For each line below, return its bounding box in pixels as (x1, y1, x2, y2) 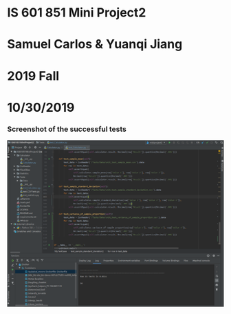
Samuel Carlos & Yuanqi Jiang (7, 37, 183, 52)
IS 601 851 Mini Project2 (7, 5, 146, 21)
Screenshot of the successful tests (7, 124, 127, 134)
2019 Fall (7, 68, 60, 84)
